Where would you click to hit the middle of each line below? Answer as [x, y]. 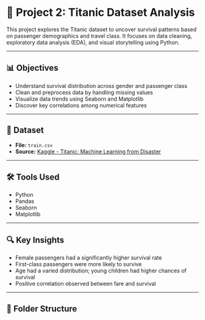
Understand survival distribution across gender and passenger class [101, 85]
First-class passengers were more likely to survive [78, 264]
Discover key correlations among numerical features [81, 105]
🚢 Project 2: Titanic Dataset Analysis [101, 13]
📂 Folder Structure [42, 309]
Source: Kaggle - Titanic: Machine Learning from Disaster [88, 151]
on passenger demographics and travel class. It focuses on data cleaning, [99, 35]
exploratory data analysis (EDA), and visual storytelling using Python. [93, 42]
